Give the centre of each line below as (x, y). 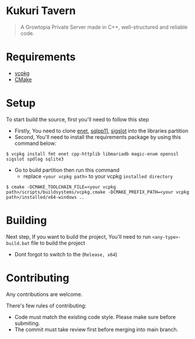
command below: (35, 143)
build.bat (18, 243)
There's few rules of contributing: (46, 306)
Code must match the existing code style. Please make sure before (95, 317)
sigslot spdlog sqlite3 (35, 159)
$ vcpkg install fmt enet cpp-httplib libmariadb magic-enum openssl (93, 154)
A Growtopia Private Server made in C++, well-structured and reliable (104, 27)
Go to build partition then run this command (67, 170)
